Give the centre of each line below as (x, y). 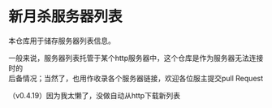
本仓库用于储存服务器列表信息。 (62, 41)
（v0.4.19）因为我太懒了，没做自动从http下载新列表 (95, 95)
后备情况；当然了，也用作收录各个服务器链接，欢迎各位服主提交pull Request (136, 78)
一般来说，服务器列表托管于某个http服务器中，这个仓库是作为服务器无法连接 (136, 58)
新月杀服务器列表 (66, 17)
